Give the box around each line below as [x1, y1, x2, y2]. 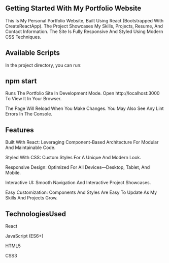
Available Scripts [5, 48, 60, 57]
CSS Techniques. [5, 34, 42, 40]
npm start [5, 77, 37, 85]
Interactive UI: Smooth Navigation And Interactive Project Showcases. [5, 180, 151, 186]
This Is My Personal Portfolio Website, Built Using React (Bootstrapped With [5, 17, 164, 23]
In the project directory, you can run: [5, 62, 82, 68]
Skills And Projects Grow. [5, 195, 58, 201]
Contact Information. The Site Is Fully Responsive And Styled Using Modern [5, 28, 163, 35]
